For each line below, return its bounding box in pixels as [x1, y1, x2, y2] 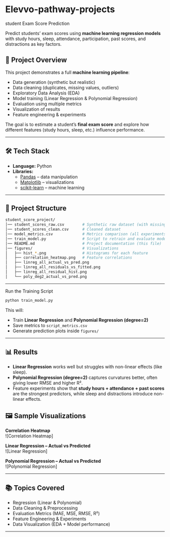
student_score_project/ [5, 217, 56, 223]
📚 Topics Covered [5, 484, 65, 492]
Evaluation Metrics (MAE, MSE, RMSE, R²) [12, 511, 100, 517]
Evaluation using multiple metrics [12, 101, 82, 107]
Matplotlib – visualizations [20, 179, 74, 185]
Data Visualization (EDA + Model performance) [12, 521, 110, 527]
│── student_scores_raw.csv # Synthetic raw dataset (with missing [5, 222, 166, 227]
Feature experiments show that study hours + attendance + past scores [12, 385, 164, 392]
